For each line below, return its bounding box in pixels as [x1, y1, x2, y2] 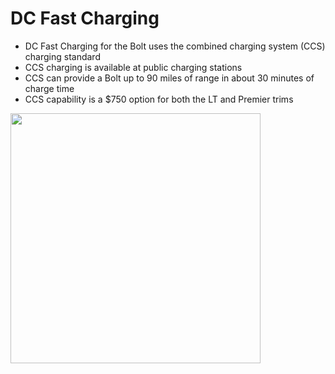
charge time [24, 82, 75, 94]
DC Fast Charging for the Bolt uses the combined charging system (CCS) [24, 40, 326, 52]
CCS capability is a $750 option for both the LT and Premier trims [24, 93, 294, 105]
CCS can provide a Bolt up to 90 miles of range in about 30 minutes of [24, 72, 315, 84]
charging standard [24, 50, 101, 62]
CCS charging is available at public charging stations [24, 61, 243, 73]
